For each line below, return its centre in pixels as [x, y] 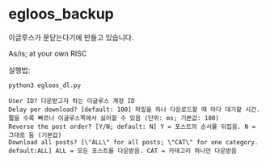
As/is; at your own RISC [48, 53]
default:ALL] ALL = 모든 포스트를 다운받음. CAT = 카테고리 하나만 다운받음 [122, 151]
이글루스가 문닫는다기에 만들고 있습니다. [71, 37]
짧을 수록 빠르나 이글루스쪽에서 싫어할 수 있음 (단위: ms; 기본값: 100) [114, 118]
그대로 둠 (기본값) [35, 135]
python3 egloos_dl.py [45, 85]
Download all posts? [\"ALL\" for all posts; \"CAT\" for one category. [133, 142]
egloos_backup [61, 14]
